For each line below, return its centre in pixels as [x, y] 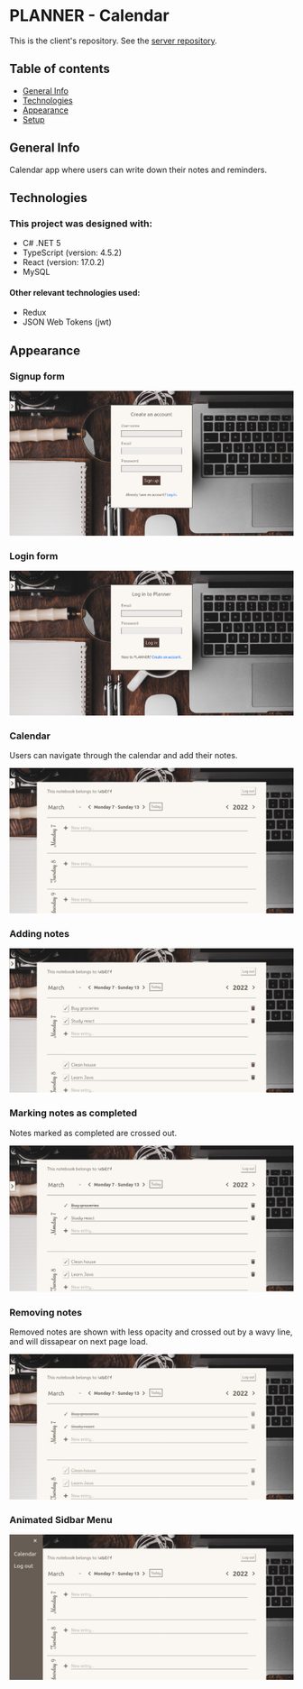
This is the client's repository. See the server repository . [114, 41]
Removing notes [46, 1312]
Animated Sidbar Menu [61, 1520]
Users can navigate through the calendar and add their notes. [124, 756]
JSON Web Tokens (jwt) [67, 322]
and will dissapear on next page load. [79, 1342]
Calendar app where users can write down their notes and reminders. [138, 170]
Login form [34, 555]
